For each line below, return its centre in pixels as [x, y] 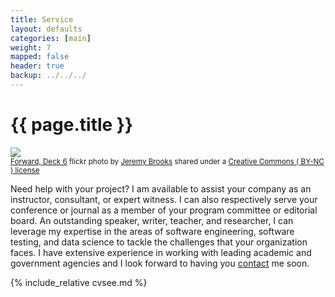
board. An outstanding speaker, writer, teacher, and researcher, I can [152, 220]
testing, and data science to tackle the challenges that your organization [159, 242]
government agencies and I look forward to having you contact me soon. [160, 263]
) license [25, 170]
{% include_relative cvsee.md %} [79, 282]
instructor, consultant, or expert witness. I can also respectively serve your [164, 199]
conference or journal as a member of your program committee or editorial [164, 210]
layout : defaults [46, 29]
